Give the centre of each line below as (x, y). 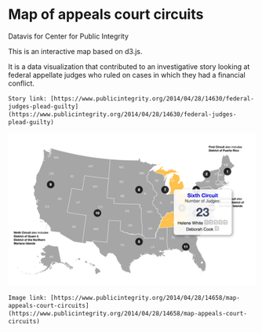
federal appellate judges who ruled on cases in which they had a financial (127, 75)
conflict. (22, 83)
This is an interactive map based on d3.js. (75, 51)
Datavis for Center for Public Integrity (69, 36)
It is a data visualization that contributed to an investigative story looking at (129, 66)
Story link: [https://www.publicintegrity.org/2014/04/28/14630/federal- (131, 99)
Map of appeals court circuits (106, 15)
